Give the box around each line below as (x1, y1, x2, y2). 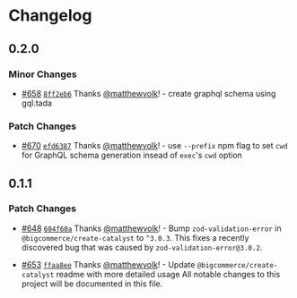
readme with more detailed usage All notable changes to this (56, 268, 281, 279)
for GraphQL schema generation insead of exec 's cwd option (21, 149, 243, 161)
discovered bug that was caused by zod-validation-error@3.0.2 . (21, 242, 263, 252)
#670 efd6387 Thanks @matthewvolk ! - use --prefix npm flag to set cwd (21, 140, 288, 151)
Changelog (8, 5, 92, 26)
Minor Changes (8, 68, 77, 81)
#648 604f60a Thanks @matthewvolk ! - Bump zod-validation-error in (21, 223, 282, 234)
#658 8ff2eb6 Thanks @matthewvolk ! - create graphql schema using (21, 88, 276, 98)
